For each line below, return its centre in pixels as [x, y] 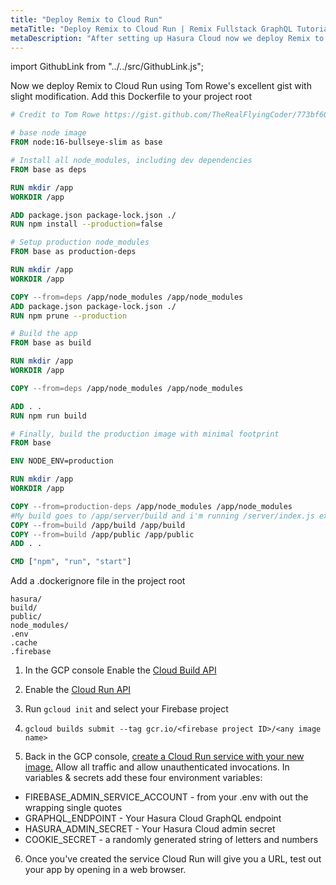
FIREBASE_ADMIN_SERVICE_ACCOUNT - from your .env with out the [166, 797]
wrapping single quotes [73, 808]
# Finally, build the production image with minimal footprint [145, 434]
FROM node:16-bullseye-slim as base [86, 142]
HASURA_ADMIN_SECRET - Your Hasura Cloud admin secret [150, 829]
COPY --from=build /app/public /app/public [102, 534]
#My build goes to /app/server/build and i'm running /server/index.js [162, 516]
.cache [24, 643]
